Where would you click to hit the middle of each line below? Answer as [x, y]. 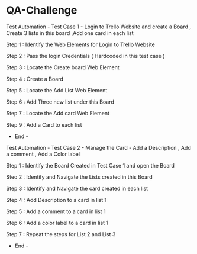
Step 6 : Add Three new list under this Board [60, 102]
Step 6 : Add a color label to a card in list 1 [57, 223]
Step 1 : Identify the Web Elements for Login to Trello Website [80, 44]
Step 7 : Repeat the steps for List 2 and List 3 [61, 234]
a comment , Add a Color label [43, 154]
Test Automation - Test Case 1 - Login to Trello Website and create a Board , [98, 27]
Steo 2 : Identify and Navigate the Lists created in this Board [79, 177]
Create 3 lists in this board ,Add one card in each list [70, 33]
